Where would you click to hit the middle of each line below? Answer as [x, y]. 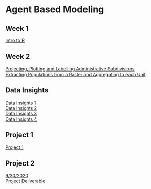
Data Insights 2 [21, 108]
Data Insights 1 [21, 103]
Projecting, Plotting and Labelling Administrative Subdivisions [70, 69]
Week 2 [18, 56]
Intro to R [15, 40]
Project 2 [20, 163]
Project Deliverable [25, 181]
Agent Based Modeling [55, 9]
